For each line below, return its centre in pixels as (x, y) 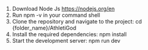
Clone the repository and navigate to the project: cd (77, 21)
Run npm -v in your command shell (56, 15)
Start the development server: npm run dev (66, 41)
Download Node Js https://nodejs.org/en (63, 9)
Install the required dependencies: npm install (69, 34)
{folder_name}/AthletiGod (44, 28)
